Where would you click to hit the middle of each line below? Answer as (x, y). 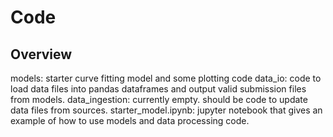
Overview (41, 54)
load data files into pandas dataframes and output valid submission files (158, 89)
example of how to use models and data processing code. (130, 120)
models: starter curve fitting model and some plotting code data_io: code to (166, 78)
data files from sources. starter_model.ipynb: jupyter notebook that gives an (166, 110)
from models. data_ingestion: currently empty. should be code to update (159, 99)
